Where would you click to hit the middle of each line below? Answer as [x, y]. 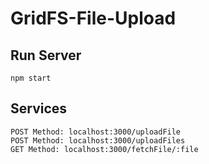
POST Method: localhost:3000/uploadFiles [98, 140]
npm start [31, 78]
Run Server [46, 55]
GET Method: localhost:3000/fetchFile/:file [104, 149]
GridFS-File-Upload [93, 18]
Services [39, 108]
